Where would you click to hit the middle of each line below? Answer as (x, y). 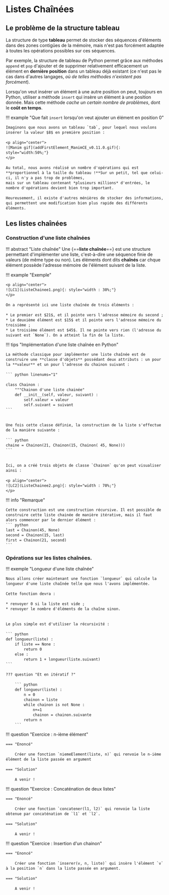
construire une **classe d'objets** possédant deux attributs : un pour (83, 359)
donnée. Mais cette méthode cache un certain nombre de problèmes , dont (83, 102)
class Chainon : (23, 384)
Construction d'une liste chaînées (48, 238)
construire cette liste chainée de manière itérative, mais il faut (79, 515)
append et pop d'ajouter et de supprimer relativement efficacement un (77, 66)
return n (33, 720)
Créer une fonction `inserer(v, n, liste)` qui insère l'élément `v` (89, 863)
